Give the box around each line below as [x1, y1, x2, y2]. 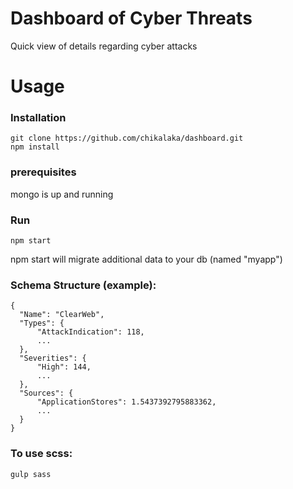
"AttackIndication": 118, [36, 327, 145, 337]
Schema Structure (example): [10, 278, 157, 292]
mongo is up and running [10, 188, 114, 200]
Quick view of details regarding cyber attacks [10, 40, 198, 52]
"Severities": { [19, 353, 87, 364]
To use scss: [10, 447, 73, 461]
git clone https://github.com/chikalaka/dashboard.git [10, 133, 244, 144]
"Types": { [19, 318, 65, 329]
